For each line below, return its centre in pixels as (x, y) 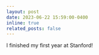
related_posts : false (34, 28)
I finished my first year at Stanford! (50, 45)
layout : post (23, 12)
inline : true (23, 23)
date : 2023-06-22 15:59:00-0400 (47, 17)
